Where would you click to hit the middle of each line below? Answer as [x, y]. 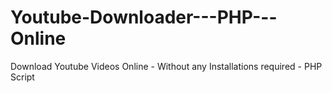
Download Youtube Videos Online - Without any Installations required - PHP [166, 66]
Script [22, 77]
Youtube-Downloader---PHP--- [144, 17]
